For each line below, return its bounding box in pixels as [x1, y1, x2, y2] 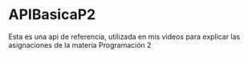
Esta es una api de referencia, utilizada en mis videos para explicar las [8, 32, 241, 41]
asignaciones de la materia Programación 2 [8, 40, 152, 49]
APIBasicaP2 [8, 6, 96, 24]
